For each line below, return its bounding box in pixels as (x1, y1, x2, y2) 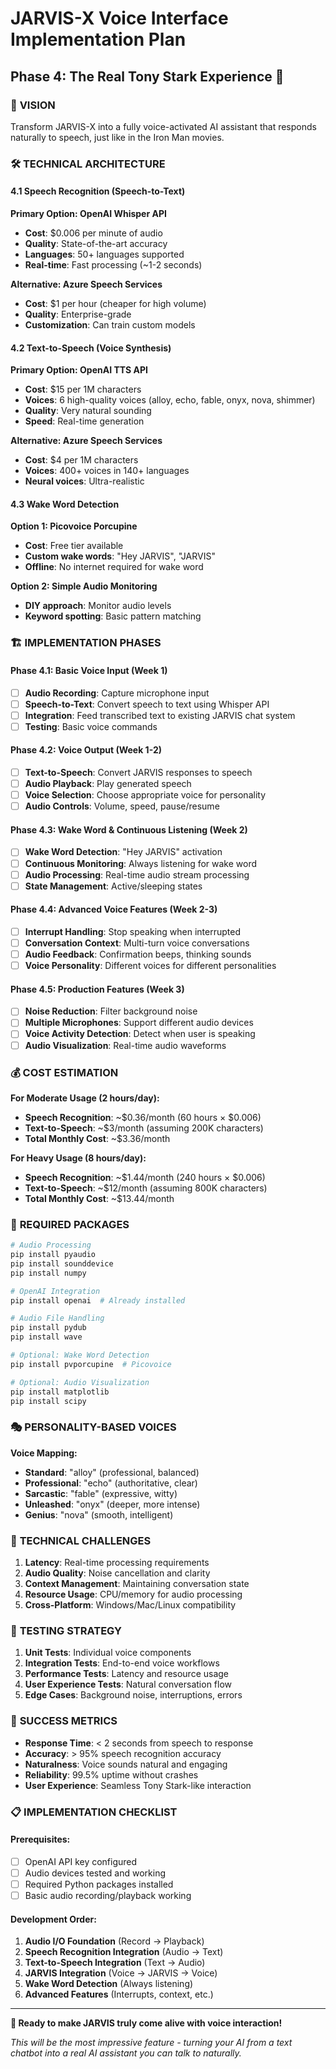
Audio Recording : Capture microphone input (24, 687, 210, 699)
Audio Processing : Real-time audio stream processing (24, 868, 250, 881)
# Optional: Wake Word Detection (10, 1350, 150, 1361)
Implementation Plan (10, 28, 187, 51)
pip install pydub (10, 1323, 87, 1333)
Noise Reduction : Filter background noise (24, 1005, 198, 1017)
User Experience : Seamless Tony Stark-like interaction (24, 1779, 252, 1791)
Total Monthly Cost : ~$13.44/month (24, 1192, 175, 1204)
